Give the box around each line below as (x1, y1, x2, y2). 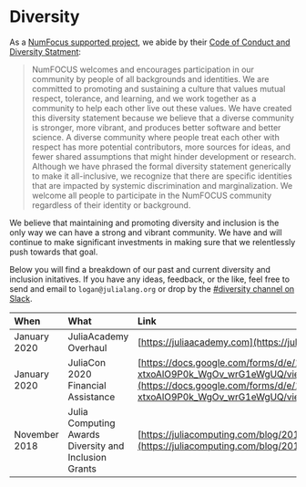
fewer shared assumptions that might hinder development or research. (31, 150, 297, 161)
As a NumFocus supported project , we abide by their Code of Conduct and (9, 36, 291, 47)
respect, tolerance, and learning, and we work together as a (31, 93, 257, 104)
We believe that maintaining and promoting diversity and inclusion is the (9, 217, 280, 228)
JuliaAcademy (67, 330, 129, 343)
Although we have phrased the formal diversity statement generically (31, 161, 291, 171)
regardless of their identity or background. (31, 199, 191, 211)
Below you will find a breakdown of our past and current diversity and (9, 264, 271, 275)
